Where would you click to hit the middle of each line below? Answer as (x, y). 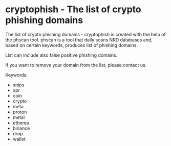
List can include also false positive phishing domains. (61, 55)
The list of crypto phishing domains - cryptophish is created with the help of (86, 34)
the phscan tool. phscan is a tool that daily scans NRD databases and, (79, 40)
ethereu (21, 123)
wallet (19, 139)
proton (20, 112)
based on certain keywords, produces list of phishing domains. (72, 45)
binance (21, 128)
